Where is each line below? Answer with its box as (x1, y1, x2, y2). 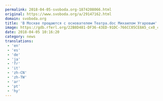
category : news (5, 34, 36, 39)
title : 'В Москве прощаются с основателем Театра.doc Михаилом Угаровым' (5, 20, 158, 26)
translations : (5, 39, 34, 44)
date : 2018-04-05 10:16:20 (5, 30, 60, 34)
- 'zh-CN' (7, 70, 27, 75)
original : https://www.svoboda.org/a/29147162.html (5, 12, 112, 17)
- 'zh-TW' (7, 75, 27, 80)
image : (5, 25, 18, 30)
